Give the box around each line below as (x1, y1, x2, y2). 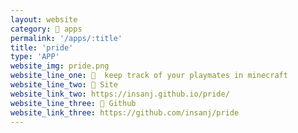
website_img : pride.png (10, 61, 110, 71)
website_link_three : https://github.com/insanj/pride (10, 107, 240, 118)
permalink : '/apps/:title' (10, 33, 123, 43)
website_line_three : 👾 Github (10, 98, 137, 108)
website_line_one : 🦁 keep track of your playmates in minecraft (10, 71, 288, 81)
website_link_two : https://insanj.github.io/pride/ (10, 89, 230, 99)
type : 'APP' (10, 52, 60, 62)
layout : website (10, 14, 78, 25)
